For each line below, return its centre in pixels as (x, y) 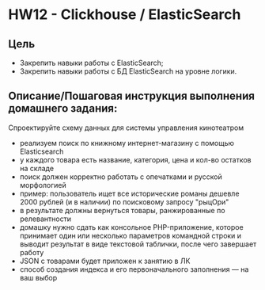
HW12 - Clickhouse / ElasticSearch (125, 15)
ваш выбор (38, 277)
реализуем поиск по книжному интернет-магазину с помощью (127, 143)
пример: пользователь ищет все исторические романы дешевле (129, 193)
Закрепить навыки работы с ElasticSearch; (91, 63)
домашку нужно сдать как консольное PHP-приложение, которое (131, 227)
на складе (36, 168)
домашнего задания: (63, 109)
